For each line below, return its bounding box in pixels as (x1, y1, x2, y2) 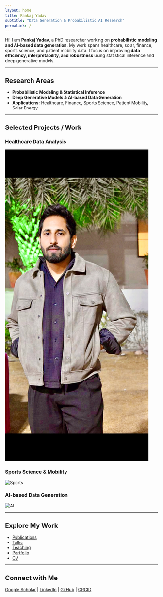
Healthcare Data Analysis (5, 138, 66, 145)
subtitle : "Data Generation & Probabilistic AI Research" (5, 18, 125, 23)
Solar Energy (12, 105, 38, 111)
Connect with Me (5, 574, 58, 582)
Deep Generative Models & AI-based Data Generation (12, 95, 122, 101)
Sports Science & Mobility (5, 469, 67, 475)
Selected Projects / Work (5, 124, 82, 132)
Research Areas (5, 76, 54, 85)
